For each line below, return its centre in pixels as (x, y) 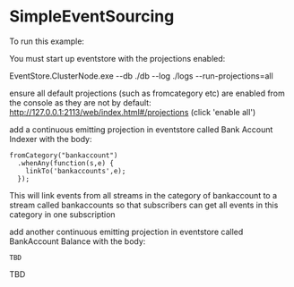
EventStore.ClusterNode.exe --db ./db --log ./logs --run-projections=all (141, 76)
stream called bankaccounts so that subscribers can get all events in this (144, 205)
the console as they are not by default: (80, 102)
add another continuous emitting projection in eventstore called (126, 232)
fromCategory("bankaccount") (64, 155)
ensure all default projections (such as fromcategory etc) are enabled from (147, 93)
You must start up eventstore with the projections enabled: (117, 58)
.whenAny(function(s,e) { (66, 163)
